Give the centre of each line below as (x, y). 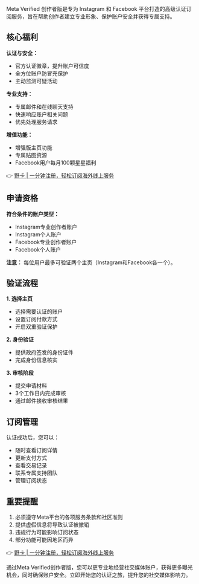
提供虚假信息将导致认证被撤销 (52, 525)
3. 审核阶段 (20, 373)
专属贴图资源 (31, 155)
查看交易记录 (31, 466)
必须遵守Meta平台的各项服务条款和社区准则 (69, 517)
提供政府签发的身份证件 (44, 352)
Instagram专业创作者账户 (46, 227)
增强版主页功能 (33, 148)
